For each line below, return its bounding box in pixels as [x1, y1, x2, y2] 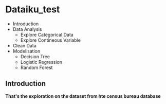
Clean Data [12, 42, 37, 48]
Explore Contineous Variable [20, 37, 81, 43]
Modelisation [12, 48, 41, 54]
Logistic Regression [20, 59, 63, 65]
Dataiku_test [5, 4, 60, 15]
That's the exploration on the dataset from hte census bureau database [5, 93, 161, 99]
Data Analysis [12, 26, 42, 32]
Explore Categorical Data [20, 31, 73, 38]
